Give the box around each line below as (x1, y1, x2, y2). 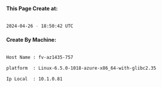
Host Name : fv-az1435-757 (6, 54, 74, 61)
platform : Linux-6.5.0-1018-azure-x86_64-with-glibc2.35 (6, 66, 157, 72)
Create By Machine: (6, 36, 57, 43)
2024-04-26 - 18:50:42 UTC (6, 23, 74, 29)
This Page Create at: (6, 5, 58, 12)
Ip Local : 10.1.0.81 (6, 76, 63, 82)
